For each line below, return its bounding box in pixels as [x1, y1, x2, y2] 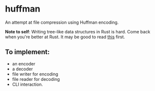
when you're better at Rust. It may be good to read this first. [5, 34, 125, 40]
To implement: [5, 48, 50, 56]
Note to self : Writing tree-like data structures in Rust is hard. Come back [5, 29, 151, 34]
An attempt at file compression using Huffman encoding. [5, 19, 119, 25]
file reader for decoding [12, 76, 60, 82]
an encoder [12, 61, 36, 66]
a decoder [12, 66, 33, 72]
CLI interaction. [12, 81, 43, 87]
